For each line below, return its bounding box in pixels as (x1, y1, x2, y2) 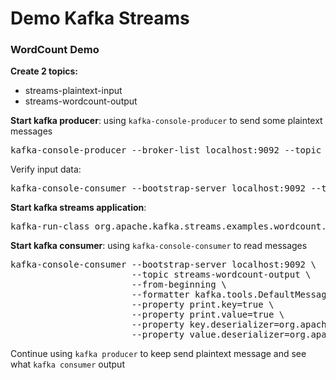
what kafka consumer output (10, 358, 125, 371)
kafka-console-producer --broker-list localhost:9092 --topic (10, 145, 322, 156)
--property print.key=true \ (131, 299, 275, 311)
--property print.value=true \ (131, 309, 285, 321)
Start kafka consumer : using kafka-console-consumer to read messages (10, 240, 308, 252)
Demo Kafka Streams (10, 7, 190, 30)
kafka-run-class (10, 221, 90, 232)
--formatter (131, 289, 190, 301)
